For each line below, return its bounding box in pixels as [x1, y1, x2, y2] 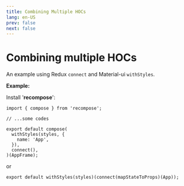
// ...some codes [6, 116, 49, 122]
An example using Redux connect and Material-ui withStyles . [6, 71, 156, 78]
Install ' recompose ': [6, 94, 55, 101]
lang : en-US [6, 14, 36, 20]
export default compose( [6, 126, 68, 132]
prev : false [6, 20, 36, 26]
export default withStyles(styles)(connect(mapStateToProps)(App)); [6, 174, 179, 181]
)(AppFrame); [6, 153, 39, 159]
